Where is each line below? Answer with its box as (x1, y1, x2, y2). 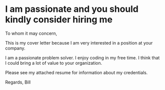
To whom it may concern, (5, 30, 57, 36)
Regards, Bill (5, 79, 31, 85)
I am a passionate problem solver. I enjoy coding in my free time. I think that (5, 54, 160, 60)
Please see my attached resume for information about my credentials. (5, 69, 148, 75)
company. (5, 45, 26, 51)
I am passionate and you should (5, 3, 139, 15)
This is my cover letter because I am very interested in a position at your (5, 40, 153, 45)
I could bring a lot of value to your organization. (5, 60, 102, 66)
